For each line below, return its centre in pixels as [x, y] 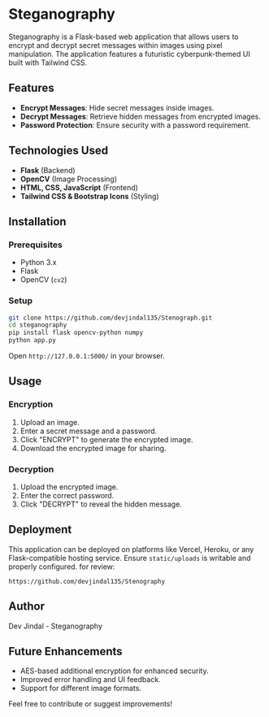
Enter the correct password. [67, 496]
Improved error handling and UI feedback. [90, 680]
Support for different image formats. [81, 689]
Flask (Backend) [48, 170]
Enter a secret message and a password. [89, 431]
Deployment [40, 530]
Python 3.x [38, 263]
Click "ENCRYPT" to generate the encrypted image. [106, 439]
